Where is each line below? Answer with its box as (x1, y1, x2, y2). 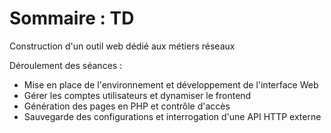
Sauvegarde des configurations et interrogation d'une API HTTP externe (23, 110, 322, 122)
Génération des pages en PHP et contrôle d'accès (23, 100, 231, 112)
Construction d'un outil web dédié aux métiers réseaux (9, 40, 236, 52)
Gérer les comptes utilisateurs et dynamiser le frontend (23, 89, 252, 101)
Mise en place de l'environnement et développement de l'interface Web (23, 78, 319, 91)
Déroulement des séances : (9, 59, 123, 71)
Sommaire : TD (9, 7, 135, 30)
